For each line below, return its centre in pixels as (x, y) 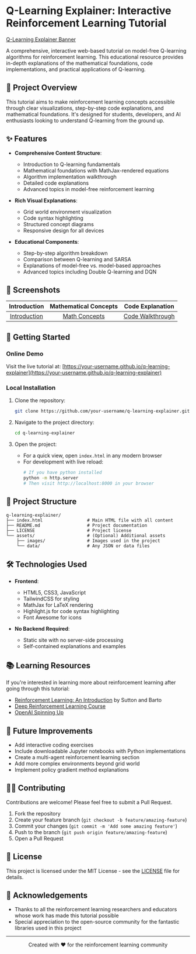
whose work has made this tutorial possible (66, 915)
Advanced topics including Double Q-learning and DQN (90, 272)
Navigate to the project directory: (54, 423)
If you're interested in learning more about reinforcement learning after (91, 683)
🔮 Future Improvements (50, 731)
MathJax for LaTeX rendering (58, 605)
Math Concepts (84, 316)
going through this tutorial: (38, 689)
